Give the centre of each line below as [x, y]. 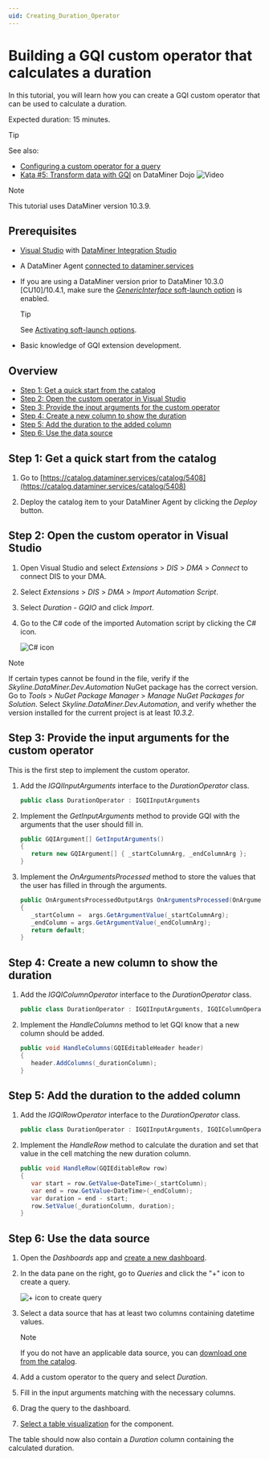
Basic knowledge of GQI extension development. [101, 345]
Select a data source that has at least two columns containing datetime [137, 1313]
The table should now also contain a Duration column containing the [121, 1440]
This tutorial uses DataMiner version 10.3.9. [79, 205]
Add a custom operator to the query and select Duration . [114, 1377]
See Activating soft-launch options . [78, 330]
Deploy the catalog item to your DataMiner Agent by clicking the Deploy [139, 502]
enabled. [35, 299]
